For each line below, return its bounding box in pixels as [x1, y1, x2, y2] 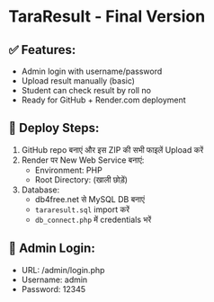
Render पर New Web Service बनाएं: [21, 155, 145, 165]
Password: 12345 [21, 283, 86, 294]
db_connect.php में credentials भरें [34, 214, 152, 225]
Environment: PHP [34, 164, 103, 175]
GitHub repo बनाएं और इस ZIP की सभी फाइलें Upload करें [21, 144, 204, 155]
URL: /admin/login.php [21, 264, 105, 275]
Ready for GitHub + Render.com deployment [21, 94, 186, 105]
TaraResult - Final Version [8, 6, 206, 27]
